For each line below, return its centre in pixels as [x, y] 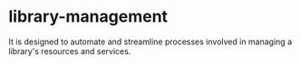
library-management [88, 17]
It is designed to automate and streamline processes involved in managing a [150, 42]
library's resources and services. [70, 51]
